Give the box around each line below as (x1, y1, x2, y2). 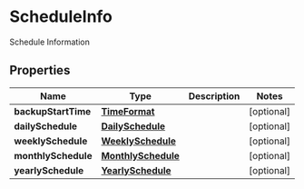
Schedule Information (9, 36, 91, 47)
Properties (9, 63, 71, 78)
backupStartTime (14, 104, 92, 117)
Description (188, 89, 240, 102)
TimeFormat (101, 104, 155, 117)
